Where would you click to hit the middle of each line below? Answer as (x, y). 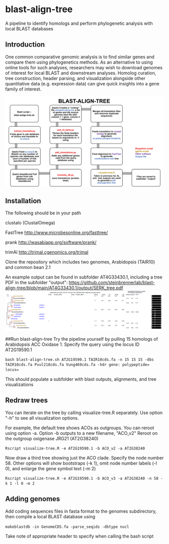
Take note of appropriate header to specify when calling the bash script (79, 536)
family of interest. (23, 89)
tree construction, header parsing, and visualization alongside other (75, 78)
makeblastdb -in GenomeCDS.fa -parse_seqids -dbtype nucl (67, 527)
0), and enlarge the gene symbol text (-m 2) (51, 468)
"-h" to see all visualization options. (42, 418)
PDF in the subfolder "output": (36, 283)
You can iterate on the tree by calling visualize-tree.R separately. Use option (84, 413)
